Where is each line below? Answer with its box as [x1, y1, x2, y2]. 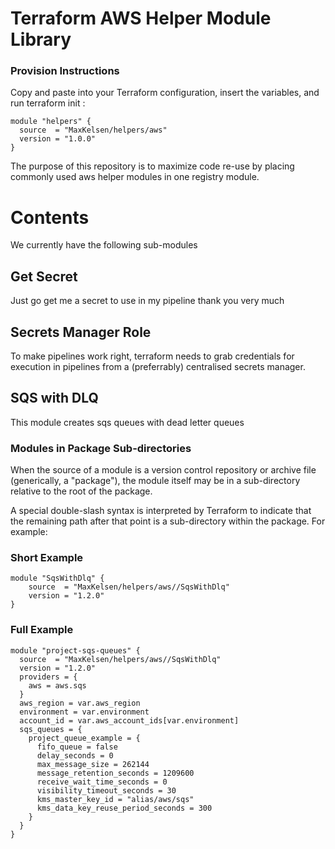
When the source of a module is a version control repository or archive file [10, 464, 317, 476]
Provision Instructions [10, 64, 120, 78]
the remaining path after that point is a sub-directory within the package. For [10, 515, 326, 527]
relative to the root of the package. [10, 485, 153, 497]
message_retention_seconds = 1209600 [36, 768, 195, 778]
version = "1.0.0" [19, 134, 97, 144]
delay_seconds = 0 [36, 750, 114, 761]
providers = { [19, 672, 78, 682]
